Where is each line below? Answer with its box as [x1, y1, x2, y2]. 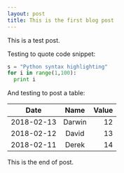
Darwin [62, 117, 87, 127]
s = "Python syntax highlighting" [7, 63, 109, 70]
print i [13, 76, 36, 83]
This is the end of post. [7, 158, 74, 167]
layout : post [7, 10, 46, 18]
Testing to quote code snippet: [7, 50, 96, 58]
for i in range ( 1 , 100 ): [7, 69, 77, 77]
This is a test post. [7, 36, 61, 44]
